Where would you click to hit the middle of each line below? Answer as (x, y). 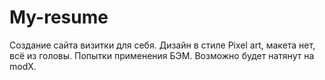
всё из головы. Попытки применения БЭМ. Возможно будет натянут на (162, 55)
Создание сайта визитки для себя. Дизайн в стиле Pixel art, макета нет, (162, 45)
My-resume (59, 17)
